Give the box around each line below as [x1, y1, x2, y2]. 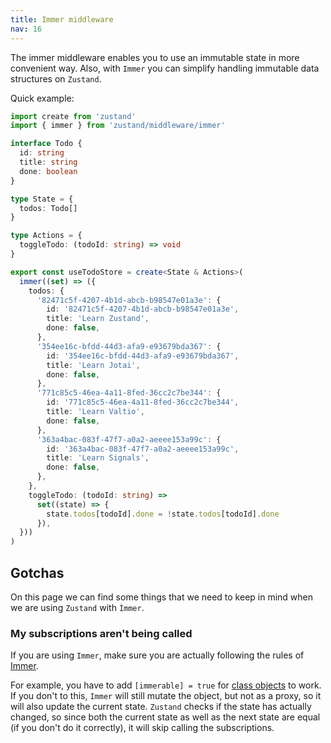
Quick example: [10, 92, 75, 104]
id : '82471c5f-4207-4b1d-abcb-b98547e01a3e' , [46, 304, 240, 315]
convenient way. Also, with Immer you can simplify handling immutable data [10, 62, 320, 74]
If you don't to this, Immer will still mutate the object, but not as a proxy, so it [10, 690, 322, 702]
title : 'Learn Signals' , [46, 453, 150, 463]
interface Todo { [10, 139, 83, 149]
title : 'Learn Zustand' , [46, 314, 150, 324]
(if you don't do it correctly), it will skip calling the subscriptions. [10, 722, 275, 734]
